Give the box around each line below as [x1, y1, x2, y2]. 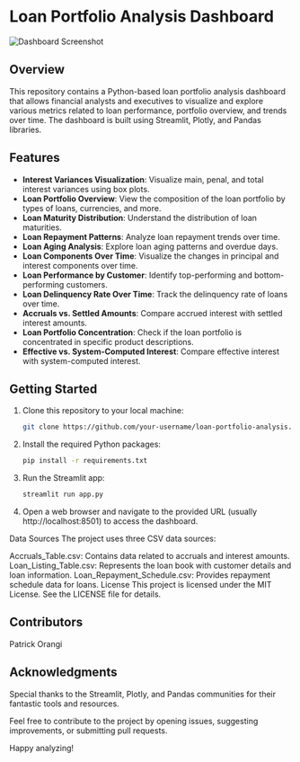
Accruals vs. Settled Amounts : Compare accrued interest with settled [22, 307, 283, 318]
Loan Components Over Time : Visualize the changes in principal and [22, 250, 279, 261]
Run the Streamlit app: [22, 473, 105, 483]
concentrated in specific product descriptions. [22, 336, 195, 347]
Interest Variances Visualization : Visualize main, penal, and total [22, 173, 264, 185]
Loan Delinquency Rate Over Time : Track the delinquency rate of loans [22, 288, 288, 299]
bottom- [254, 270, 285, 280]
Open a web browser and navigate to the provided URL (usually [22, 506, 258, 517]
